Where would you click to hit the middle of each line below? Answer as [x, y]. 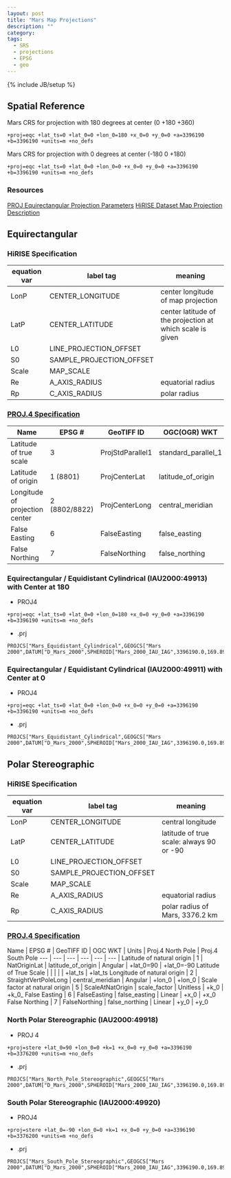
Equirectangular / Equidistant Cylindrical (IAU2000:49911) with [115, 669]
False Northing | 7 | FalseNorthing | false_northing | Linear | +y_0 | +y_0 [108, 1002]
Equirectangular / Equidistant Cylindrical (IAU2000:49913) [107, 578]
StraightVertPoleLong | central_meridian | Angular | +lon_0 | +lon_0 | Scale [112, 980]
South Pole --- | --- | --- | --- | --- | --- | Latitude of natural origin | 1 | [105, 958]
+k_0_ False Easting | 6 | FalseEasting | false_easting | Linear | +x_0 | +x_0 [112, 995]
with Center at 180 [38, 587]
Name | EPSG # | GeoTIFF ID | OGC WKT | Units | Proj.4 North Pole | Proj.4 [112, 951]
